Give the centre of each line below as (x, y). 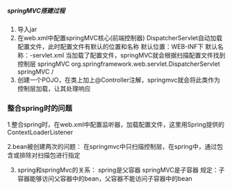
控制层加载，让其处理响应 (54, 88)
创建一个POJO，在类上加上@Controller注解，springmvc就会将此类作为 (119, 80)
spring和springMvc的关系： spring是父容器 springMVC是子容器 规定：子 (121, 170)
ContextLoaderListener (40, 132)
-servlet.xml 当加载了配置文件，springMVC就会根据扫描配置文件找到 (127, 55)
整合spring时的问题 (40, 108)
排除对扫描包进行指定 (50, 155)
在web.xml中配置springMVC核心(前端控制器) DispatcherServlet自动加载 (120, 37)
